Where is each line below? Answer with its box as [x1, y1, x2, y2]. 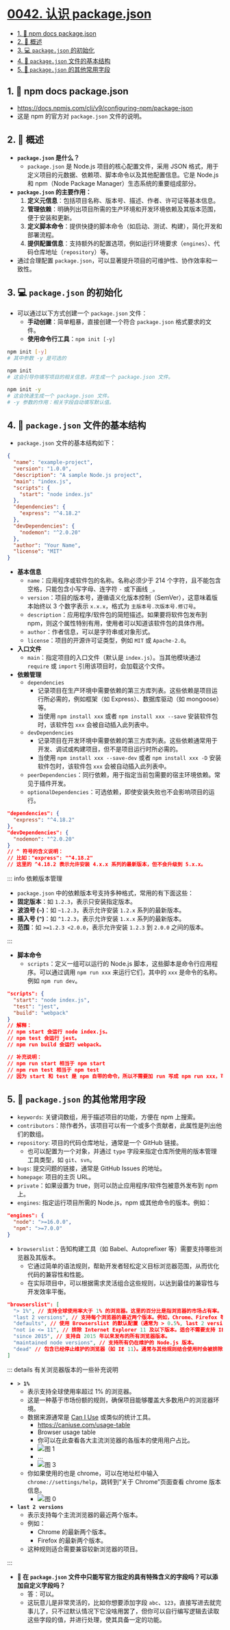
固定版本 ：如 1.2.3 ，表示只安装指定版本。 [16, 898, 137, 906]
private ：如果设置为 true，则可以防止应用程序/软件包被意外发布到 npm [16, 1181, 218, 1189]
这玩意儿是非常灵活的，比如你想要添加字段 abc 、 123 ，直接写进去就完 [27, 1598, 222, 1607]
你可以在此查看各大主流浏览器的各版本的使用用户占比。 [37, 1436, 194, 1444]
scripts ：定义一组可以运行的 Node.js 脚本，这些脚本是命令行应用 [27, 960, 212, 968]
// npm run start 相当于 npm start [7, 1060, 106, 1067]
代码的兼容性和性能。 [27, 1270, 88, 1279]
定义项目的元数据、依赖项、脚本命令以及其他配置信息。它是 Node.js [27, 171, 219, 179]
